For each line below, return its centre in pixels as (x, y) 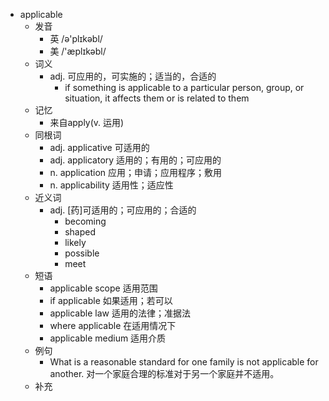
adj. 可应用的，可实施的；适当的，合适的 (133, 76)
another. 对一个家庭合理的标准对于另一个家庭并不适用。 (164, 373)
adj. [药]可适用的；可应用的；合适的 (123, 210)
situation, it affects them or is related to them (157, 98)
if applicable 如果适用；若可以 (111, 300)
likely (75, 242)
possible (82, 253)
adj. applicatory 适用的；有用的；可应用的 (135, 160)
